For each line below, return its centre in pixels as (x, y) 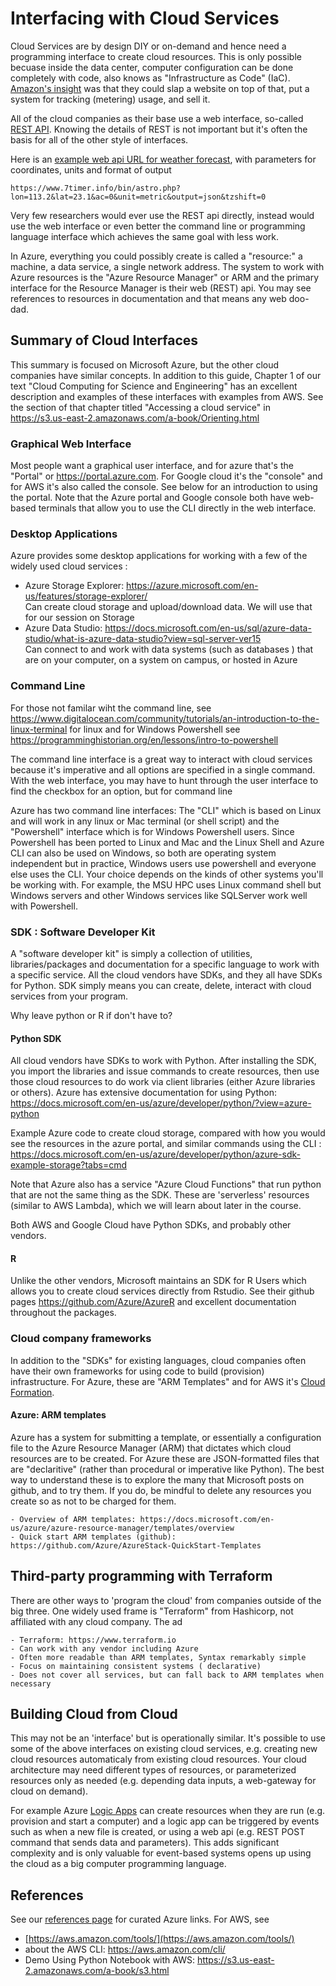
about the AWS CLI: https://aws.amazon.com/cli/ (125, 1949)
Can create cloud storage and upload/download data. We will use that (168, 607)
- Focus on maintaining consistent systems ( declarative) (136, 1666)
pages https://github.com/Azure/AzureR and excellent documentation (153, 1302)
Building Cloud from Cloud (94, 1714)
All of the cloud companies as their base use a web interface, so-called (157, 118)
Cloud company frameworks (81, 1339)
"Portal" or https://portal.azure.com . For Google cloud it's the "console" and (166, 476)
